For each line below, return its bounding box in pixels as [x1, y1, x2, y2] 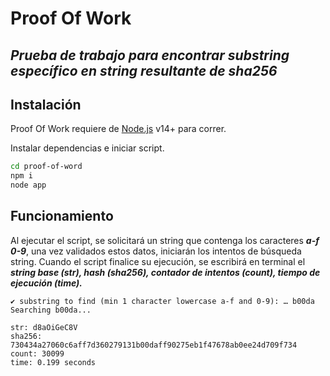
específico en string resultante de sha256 [10, 62, 278, 79]
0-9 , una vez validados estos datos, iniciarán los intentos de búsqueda [10, 245, 302, 257]
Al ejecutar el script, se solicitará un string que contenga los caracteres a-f [10, 234, 320, 246]
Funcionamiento [10, 208, 114, 225]
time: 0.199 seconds [10, 357, 97, 367]
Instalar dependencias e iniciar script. [10, 142, 165, 154]
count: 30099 [10, 348, 65, 359]
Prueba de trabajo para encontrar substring [10, 47, 290, 64]
